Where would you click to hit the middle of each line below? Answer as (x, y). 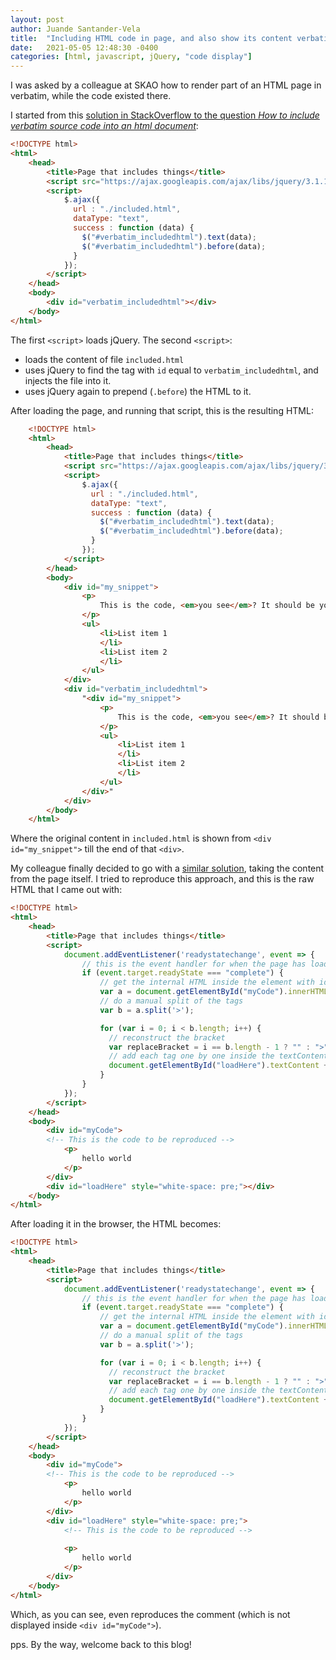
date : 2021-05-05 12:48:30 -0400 (84, 47)
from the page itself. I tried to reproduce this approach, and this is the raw (162, 879)
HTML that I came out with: (66, 890)
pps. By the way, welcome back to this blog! (101, 1644)
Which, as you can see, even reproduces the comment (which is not (150, 1614)
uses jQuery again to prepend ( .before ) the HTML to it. (138, 391)
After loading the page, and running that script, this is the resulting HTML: (162, 410)
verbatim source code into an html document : (104, 126)
